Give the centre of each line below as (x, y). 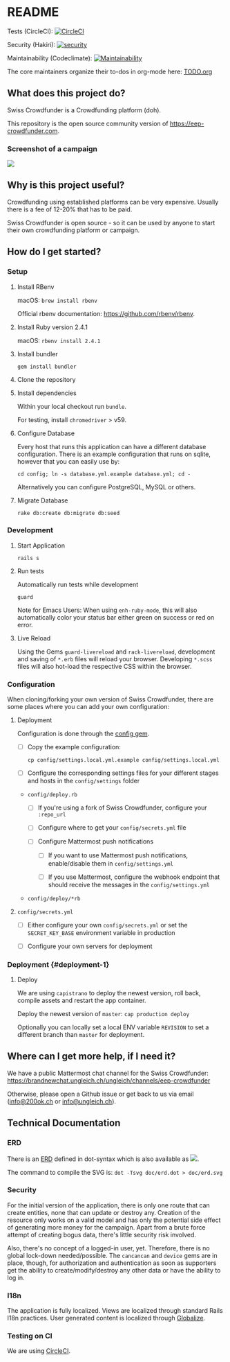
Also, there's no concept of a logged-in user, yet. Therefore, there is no (108, 1248)
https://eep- (187, 123)
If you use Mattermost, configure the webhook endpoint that (134, 877)
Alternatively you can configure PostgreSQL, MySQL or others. (106, 487)
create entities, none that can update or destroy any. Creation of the (104, 1212)
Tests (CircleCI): (30, 31)
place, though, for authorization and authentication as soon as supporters (112, 1263)
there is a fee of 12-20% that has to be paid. (70, 209)
